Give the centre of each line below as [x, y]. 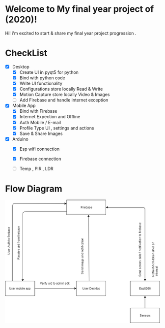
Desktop [21, 66]
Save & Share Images [41, 133]
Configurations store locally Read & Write [61, 89]
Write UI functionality [41, 83]
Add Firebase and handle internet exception [64, 100]
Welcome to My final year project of [80, 9]
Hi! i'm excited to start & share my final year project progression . [71, 33]
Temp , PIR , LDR [37, 168]
